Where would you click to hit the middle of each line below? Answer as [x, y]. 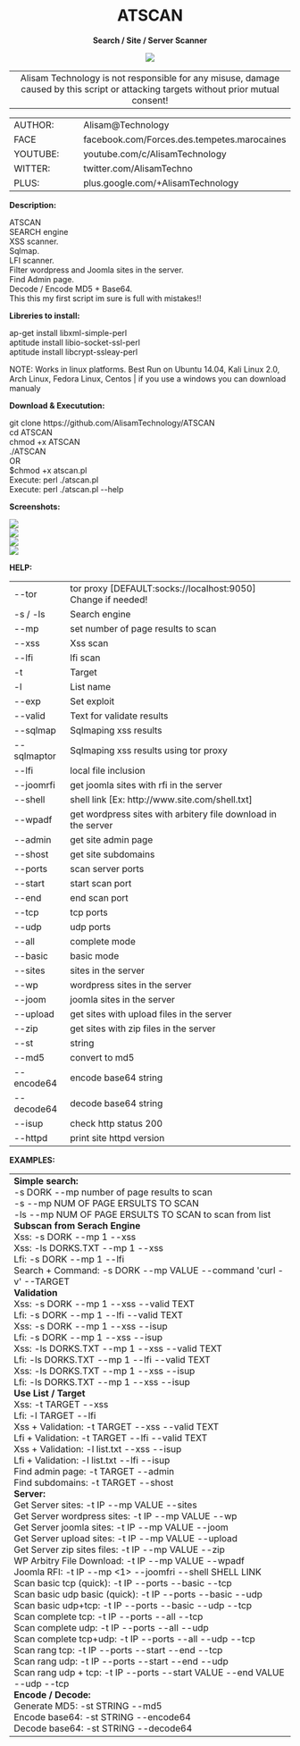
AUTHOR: [34, 124]
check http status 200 [117, 1123]
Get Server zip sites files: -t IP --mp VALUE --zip [119, 1549]
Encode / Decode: [52, 1694]
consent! [150, 100]
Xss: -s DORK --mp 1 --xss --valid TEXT [104, 1304]
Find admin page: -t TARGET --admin [94, 1471]
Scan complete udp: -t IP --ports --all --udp [111, 1627]
